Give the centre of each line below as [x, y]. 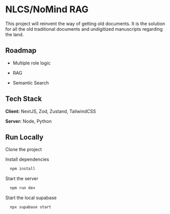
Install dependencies [27, 159]
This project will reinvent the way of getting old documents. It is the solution [85, 24]
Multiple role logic [32, 63]
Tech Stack [24, 99]
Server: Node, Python [29, 121]
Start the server [22, 179]
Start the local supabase [31, 198]
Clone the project [24, 149]
